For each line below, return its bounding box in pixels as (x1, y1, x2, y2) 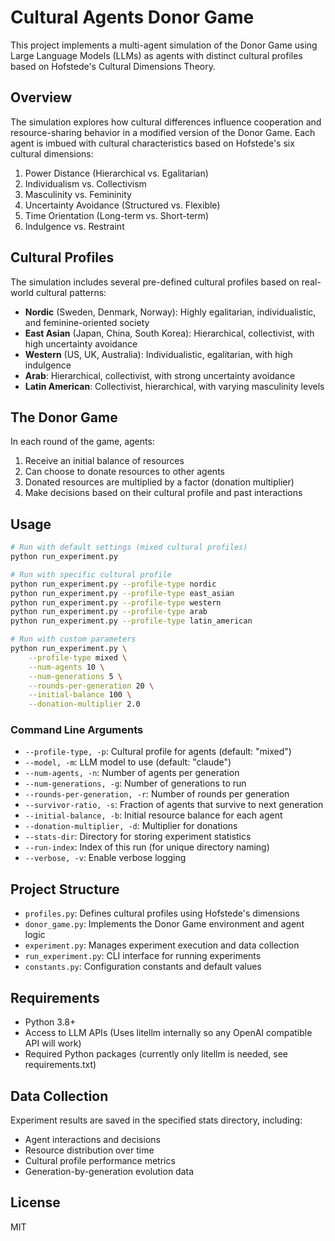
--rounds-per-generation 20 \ (28, 681, 155, 691)
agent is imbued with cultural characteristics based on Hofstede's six (10, 137, 295, 149)
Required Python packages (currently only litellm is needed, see (24, 1048, 289, 1060)
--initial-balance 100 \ (28, 690, 132, 700)
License (10, 1194, 61, 1211)
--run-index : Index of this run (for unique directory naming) (24, 841, 270, 853)
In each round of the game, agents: (10, 436, 155, 448)
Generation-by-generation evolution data (24, 1165, 195, 1177)
